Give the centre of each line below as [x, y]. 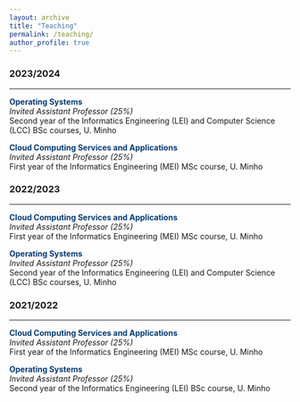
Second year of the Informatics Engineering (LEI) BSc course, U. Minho [140, 389]
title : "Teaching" [43, 26]
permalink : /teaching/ [51, 34]
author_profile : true [50, 42]
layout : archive [39, 17]
